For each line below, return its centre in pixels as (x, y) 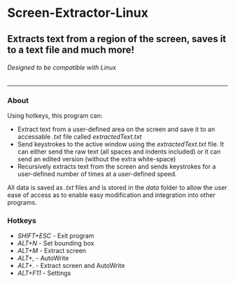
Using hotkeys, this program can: (55, 116)
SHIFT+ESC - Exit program (56, 236)
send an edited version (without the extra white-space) (97, 159)
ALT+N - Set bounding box (56, 243)
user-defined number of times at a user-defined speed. (97, 174)
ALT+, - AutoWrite (43, 258)
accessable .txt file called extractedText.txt (79, 137)
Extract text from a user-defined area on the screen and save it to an (116, 129)
